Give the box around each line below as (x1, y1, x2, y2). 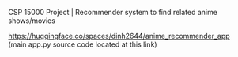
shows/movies (8, 16, 55, 25)
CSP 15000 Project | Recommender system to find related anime (8, 8, 217, 17)
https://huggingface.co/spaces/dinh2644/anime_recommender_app (8, 32, 231, 40)
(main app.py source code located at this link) (8, 40, 157, 49)
